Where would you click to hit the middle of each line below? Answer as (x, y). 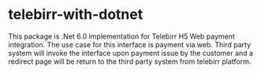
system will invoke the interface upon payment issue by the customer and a (131, 53)
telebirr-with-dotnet (76, 15)
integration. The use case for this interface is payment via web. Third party (130, 44)
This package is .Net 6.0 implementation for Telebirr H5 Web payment (121, 36)
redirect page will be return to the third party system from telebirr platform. (130, 61)
